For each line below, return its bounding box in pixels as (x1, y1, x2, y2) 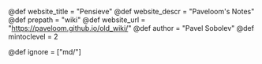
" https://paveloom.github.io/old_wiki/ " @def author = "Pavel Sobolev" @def (8, 24, 255, 32)
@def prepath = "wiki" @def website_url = (8, 15, 146, 24)
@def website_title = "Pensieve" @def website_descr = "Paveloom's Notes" (8, 7, 255, 16)
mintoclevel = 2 (8, 32, 58, 41)
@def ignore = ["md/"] (8, 47, 81, 56)
